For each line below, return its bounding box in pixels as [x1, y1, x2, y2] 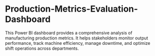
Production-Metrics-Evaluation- [5, 3, 138, 15]
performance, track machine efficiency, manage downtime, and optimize [5, 40, 151, 46]
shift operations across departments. [5, 45, 79, 51]
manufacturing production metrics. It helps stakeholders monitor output [5, 35, 148, 41]
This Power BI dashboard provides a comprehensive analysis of [5, 30, 133, 36]
